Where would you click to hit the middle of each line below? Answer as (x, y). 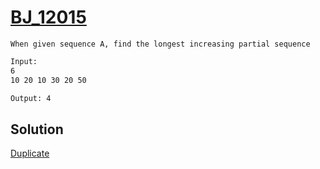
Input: (24, 61)
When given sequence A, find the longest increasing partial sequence (160, 44)
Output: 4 (31, 98)
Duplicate (30, 153)
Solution (37, 129)
